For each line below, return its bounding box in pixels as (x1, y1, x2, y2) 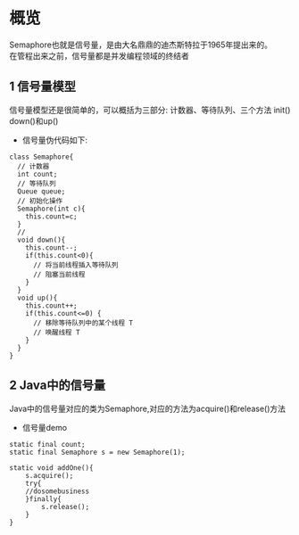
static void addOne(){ (9, 463, 94, 473)
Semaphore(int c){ (17, 204, 87, 213)
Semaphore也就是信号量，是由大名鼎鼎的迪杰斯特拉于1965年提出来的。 (9, 39, 273, 50)
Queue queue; (17, 186, 66, 196)
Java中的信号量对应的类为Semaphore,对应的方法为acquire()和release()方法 (9, 403, 287, 414)
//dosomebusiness (25, 487, 90, 496)
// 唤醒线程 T (32, 327, 80, 337)
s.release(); (41, 502, 90, 511)
